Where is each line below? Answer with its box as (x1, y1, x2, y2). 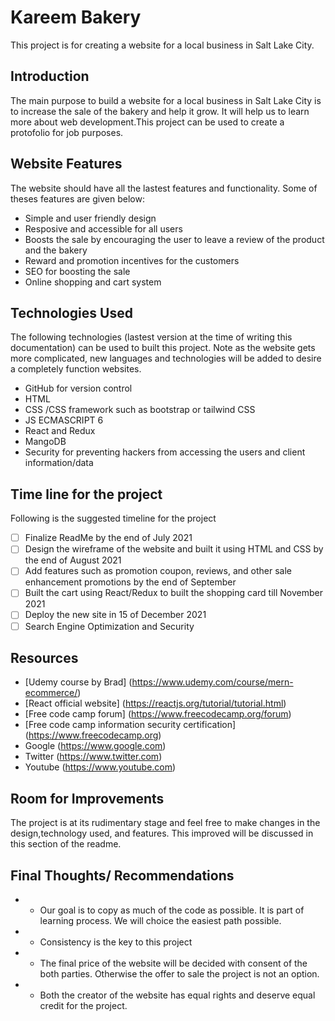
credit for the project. (39, 1000, 128, 1011)
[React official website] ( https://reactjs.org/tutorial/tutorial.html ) (24, 697, 287, 710)
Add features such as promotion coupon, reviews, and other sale (24, 565, 293, 577)
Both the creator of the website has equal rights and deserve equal (39, 989, 316, 1001)
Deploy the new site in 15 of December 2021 (24, 609, 207, 621)
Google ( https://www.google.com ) (24, 740, 167, 752)
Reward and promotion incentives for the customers (24, 254, 240, 266)
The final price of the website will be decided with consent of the (39, 957, 308, 969)
